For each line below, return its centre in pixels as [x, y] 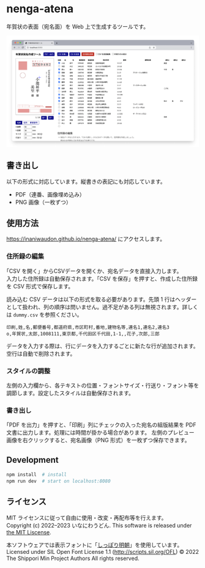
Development [33, 460]
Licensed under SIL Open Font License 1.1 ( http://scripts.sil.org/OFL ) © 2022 [103, 551]
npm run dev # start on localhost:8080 [59, 481]
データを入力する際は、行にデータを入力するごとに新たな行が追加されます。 [102, 346]
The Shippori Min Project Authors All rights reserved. [73, 558]
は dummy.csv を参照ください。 [44, 315]
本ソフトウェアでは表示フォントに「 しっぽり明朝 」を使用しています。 [95, 545]
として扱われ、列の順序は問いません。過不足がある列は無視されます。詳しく [102, 307]
